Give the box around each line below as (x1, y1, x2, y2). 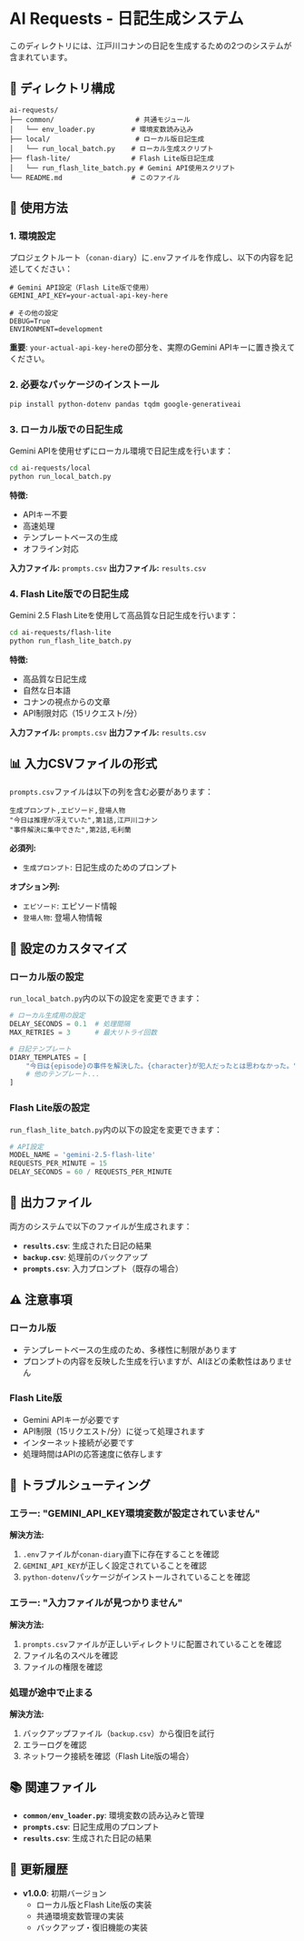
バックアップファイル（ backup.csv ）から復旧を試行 (22, 1728, 215, 1739)
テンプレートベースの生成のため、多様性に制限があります (22, 1344, 238, 1355)
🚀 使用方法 (9, 200, 68, 216)
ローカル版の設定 (9, 970, 84, 983)
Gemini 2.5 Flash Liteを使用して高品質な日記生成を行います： (9, 609, 239, 620)
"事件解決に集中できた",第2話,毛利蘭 (9, 825, 132, 834)
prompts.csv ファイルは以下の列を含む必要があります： (9, 786, 213, 797)
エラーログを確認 (22, 1740, 87, 1751)
